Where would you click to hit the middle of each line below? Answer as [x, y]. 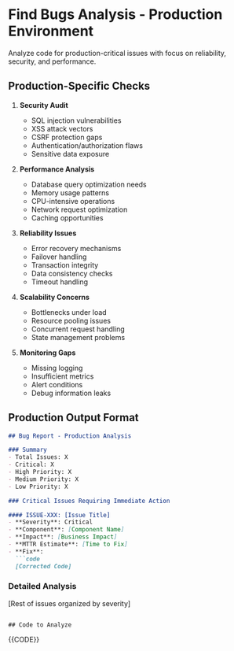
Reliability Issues [48, 233]
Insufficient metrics [62, 376]
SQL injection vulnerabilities [76, 120]
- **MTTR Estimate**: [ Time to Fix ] [68, 545]
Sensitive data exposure [70, 154]
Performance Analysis [57, 169]
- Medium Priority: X [44, 479]
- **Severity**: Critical [50, 522]
